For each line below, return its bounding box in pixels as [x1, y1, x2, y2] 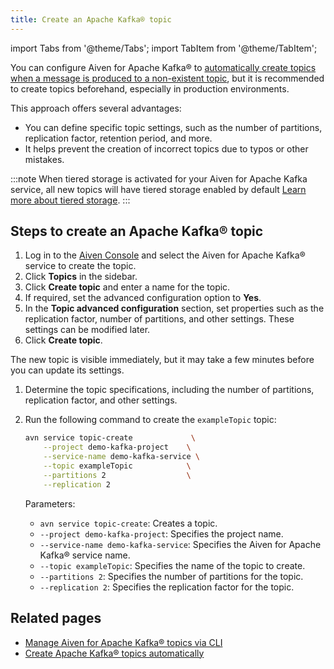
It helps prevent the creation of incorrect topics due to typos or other [24, 142, 309, 155]
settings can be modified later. [24, 324, 151, 336]
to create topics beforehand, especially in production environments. [10, 82, 290, 95]
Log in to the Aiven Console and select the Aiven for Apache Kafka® [24, 249, 306, 261]
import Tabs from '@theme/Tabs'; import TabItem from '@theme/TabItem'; [10, 42, 318, 54]
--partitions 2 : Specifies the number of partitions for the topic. [39, 570, 304, 582]
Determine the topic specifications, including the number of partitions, [24, 384, 315, 396]
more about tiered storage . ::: [10, 194, 131, 206]
